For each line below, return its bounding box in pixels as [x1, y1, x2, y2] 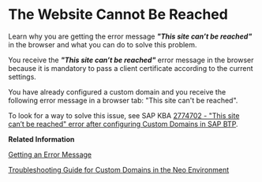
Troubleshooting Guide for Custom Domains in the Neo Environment [8, 165, 230, 174]
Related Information [8, 134, 75, 143]
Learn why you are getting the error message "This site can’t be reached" [8, 32, 253, 41]
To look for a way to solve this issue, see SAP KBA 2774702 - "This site [8, 110, 240, 120]
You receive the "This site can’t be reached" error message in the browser [8, 55, 254, 65]
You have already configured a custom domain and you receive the [8, 87, 226, 96]
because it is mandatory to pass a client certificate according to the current [8, 63, 254, 72]
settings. [8, 72, 37, 81]
